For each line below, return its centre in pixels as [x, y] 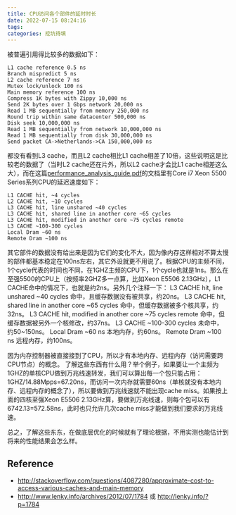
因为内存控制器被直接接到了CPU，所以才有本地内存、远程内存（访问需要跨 [115, 356]
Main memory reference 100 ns [52, 92]
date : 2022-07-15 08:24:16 [47, 20]
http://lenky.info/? [183, 497]
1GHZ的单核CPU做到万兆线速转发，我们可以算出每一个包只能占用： [105, 373]
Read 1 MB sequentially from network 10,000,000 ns [84, 130]
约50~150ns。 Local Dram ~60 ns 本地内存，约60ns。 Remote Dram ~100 [114, 332]
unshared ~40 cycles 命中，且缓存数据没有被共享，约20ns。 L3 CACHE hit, [117, 297]
